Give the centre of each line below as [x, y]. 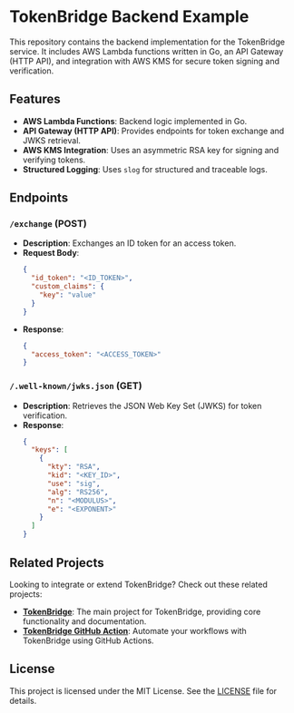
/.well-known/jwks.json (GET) [76, 386]
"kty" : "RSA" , [73, 467]
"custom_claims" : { [68, 287]
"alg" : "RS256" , [78, 492]
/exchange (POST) [49, 224]
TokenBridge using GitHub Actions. [88, 640]
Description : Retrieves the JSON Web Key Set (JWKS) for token [142, 405]
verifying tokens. [54, 160]
